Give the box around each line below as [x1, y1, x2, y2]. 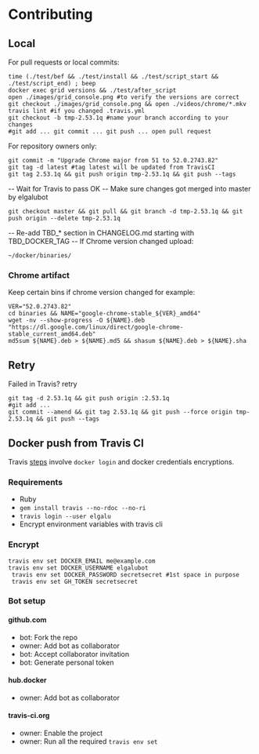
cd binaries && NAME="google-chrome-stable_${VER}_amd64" [8, 310, 201, 318]
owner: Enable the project [19, 728, 103, 738]
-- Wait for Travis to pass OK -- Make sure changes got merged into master [8, 184, 252, 193]
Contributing [8, 5, 93, 24]
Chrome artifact [8, 269, 70, 280]
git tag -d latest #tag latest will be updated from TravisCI [8, 163, 215, 171]
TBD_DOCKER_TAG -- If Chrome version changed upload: [8, 237, 194, 246]
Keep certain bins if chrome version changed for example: [8, 288, 196, 297]
